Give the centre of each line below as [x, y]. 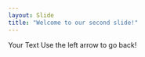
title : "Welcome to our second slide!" [73, 23]
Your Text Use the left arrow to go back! [72, 45]
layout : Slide [31, 15]
